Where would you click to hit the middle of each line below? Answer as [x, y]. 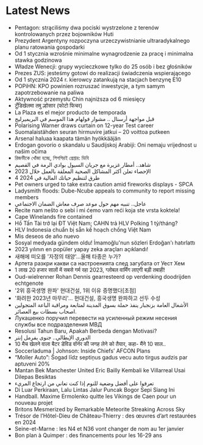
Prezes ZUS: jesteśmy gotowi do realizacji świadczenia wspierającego [103, 73]
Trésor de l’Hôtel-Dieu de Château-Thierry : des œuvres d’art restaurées [105, 416]
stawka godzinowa [38, 60]
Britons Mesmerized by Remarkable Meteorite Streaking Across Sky [100, 409]
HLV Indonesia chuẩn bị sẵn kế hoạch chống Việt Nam [83, 229]
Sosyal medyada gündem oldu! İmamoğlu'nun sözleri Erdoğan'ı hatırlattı [105, 243]
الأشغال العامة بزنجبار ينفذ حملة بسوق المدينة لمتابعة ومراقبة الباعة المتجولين [101, 305]
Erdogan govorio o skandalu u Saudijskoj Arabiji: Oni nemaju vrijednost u [106, 145]
